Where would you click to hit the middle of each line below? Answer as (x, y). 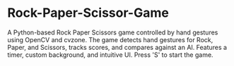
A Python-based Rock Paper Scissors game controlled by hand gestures (113, 32)
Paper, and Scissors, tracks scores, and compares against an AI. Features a (117, 47)
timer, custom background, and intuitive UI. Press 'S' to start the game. (110, 55)
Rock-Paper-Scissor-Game (88, 13)
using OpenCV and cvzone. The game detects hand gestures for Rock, (110, 39)
